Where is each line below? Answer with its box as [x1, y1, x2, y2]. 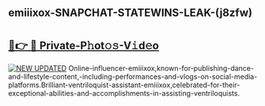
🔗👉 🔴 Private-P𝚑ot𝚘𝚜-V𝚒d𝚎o [8, 38, 160, 52]
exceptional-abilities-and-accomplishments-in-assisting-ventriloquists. [8, 89, 240, 97]
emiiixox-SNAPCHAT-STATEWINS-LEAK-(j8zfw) [8, 6, 253, 20]
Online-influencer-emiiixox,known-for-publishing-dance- [68, 64, 255, 73]
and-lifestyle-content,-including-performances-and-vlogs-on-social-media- [8, 72, 258, 81]
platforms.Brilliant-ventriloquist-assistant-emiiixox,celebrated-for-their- [8, 80, 240, 90]
